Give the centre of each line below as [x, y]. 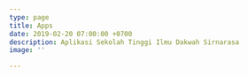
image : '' [27, 50]
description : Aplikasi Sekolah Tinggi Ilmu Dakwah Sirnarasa [124, 42]
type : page [29, 17]
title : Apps [31, 26]
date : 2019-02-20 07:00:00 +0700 [71, 34]
